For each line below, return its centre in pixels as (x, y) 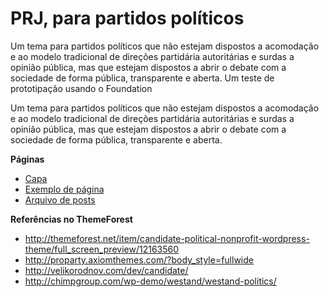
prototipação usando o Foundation (81, 88)
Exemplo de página (64, 189)
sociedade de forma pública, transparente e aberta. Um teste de (142, 78)
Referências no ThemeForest (71, 219)
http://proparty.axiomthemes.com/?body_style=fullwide (139, 259)
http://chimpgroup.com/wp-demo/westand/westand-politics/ (150, 281)
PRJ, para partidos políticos (127, 18)
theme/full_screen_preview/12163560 (102, 249)
